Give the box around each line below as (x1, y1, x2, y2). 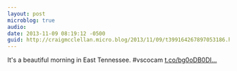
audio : (7, 23, 27, 30)
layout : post (7, 10, 46, 18)
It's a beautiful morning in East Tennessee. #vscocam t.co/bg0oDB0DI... (7, 56, 217, 64)
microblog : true (7, 17, 55, 24)
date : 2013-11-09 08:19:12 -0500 (7, 30, 106, 37)
